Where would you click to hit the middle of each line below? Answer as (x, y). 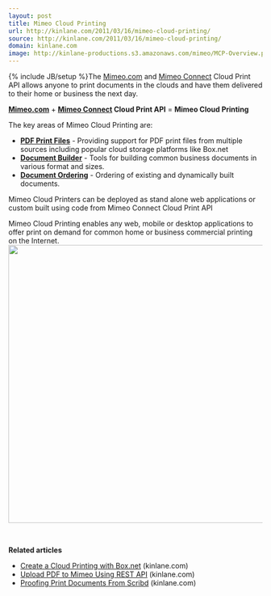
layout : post (30, 16)
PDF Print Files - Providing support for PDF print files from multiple (131, 141)
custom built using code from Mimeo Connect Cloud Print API (111, 208)
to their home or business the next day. (73, 93)
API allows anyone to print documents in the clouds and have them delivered (135, 85)
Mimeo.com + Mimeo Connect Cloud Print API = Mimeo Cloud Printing (129, 109)
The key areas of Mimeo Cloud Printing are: (81, 125)
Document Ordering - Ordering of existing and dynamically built (127, 175)
